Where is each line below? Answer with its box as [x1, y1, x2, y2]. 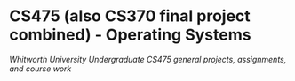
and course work [9, 63, 72, 74]
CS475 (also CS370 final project [9, 6, 251, 26]
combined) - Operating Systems [9, 25, 251, 45]
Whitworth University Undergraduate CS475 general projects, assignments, [9, 54, 287, 64]
